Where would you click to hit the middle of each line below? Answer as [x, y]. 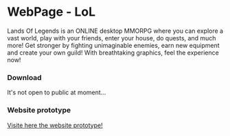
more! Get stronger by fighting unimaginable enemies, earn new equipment [113, 45]
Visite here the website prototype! [55, 125]
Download [25, 77]
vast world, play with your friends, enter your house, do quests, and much [112, 38]
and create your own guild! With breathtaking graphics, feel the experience [113, 53]
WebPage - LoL [51, 12]
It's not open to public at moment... [57, 92]
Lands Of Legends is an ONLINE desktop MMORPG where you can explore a [115, 31]
